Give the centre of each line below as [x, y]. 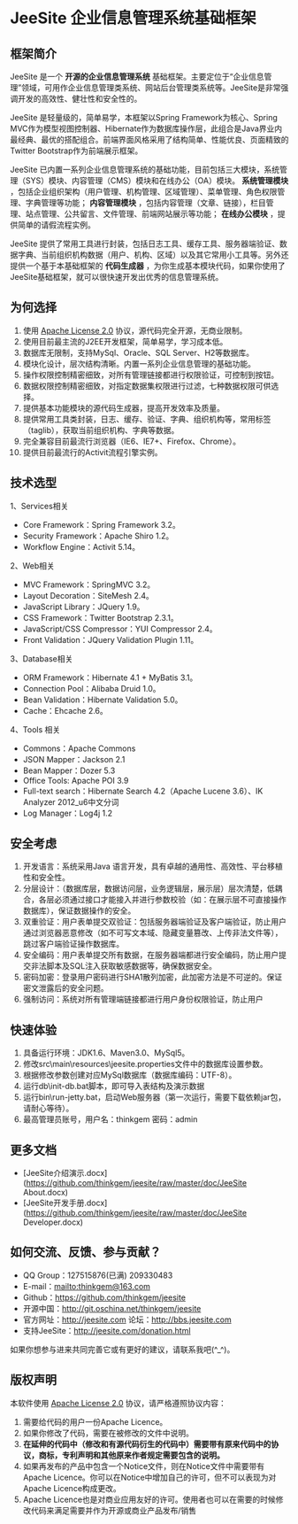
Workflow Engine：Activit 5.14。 [81, 546]
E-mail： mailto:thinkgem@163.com [87, 1286]
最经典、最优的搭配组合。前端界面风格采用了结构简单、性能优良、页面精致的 [149, 139]
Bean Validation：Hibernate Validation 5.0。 [103, 700]
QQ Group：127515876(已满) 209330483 [98, 1275]
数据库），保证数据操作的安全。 [79, 911]
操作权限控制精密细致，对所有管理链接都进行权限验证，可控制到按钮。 [151, 375]
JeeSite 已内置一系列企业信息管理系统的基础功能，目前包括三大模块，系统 [145, 170]
